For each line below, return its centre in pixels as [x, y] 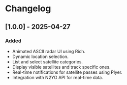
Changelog [28, 9]
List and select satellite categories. [47, 61]
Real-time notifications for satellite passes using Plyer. [67, 72]
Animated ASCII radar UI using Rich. [49, 51]
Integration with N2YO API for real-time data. [58, 77]
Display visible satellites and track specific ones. [61, 67]
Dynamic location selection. [40, 57]
